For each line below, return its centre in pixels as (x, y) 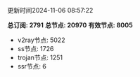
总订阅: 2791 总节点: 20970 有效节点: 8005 (70, 25)
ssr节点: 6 (32, 66)
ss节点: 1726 (36, 49)
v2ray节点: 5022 (41, 40)
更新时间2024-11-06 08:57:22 (50, 10)
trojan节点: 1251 (40, 57)
